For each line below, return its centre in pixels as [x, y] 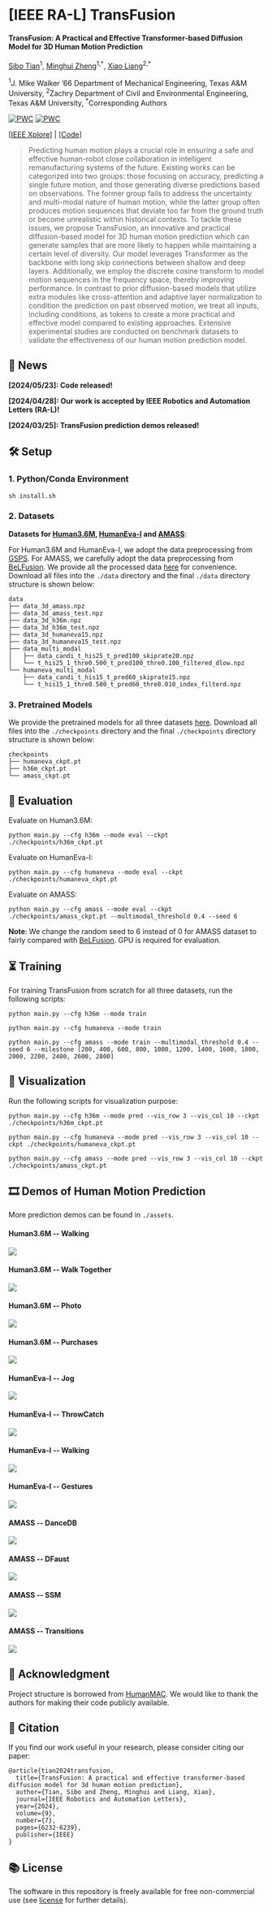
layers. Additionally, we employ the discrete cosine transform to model [146, 271]
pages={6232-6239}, [49, 1828]
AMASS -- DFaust [39, 1559]
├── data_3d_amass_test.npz [56, 613]
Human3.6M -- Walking [49, 1233]
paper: [19, 1756]
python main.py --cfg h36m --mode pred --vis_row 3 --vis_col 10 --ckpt [134, 1116]
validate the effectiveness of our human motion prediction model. [138, 340]
